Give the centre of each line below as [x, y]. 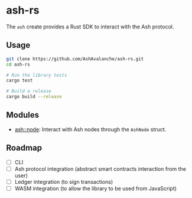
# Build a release [29, 91]
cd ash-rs [18, 64]
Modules [23, 115]
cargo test [19, 80]
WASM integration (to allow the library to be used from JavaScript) [96, 188]
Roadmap [24, 148]
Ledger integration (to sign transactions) [64, 181]
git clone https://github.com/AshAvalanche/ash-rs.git [75, 59]
